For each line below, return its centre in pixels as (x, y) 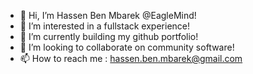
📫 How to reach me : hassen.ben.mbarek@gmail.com (131, 58)
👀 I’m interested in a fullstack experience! (105, 26)
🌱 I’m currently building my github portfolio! (109, 36)
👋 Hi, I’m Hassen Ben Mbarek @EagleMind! (108, 15)
